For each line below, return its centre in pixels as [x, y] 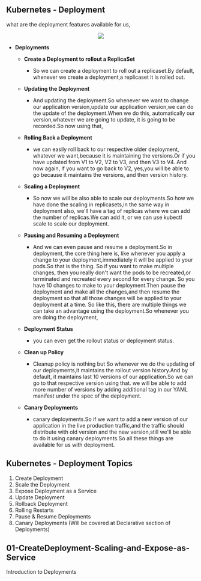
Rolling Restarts [34, 510]
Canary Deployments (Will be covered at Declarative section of [93, 523]
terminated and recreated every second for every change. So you [114, 278]
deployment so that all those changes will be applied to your [107, 298]
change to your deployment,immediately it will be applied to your [113, 260]
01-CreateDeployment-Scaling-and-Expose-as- [98, 548]
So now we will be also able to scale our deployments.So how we [113, 198]
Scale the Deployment [42, 484]
